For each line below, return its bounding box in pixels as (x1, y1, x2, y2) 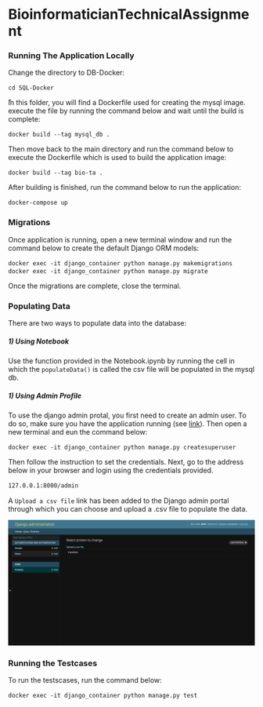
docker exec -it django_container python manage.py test (8, 692, 198, 700)
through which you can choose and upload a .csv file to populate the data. (8, 504, 248, 513)
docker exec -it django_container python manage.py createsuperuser (8, 443, 236, 452)
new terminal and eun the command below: (8, 428, 148, 437)
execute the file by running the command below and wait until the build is (8, 106, 244, 115)
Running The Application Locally (8, 50, 135, 61)
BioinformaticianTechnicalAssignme (8, 5, 250, 24)
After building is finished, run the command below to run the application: (8, 183, 241, 192)
